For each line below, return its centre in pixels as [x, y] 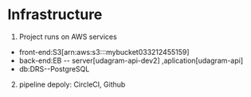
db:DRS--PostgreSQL [54, 68]
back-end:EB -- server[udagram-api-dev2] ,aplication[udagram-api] [131, 60]
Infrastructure [55, 15]
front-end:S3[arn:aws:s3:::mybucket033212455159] [104, 52]
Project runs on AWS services [68, 37]
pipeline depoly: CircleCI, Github [72, 84]
